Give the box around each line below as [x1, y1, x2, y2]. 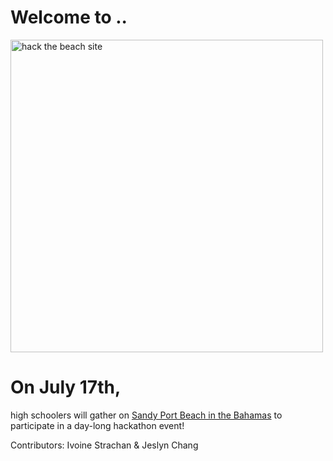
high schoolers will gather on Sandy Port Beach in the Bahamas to [10, 409, 283, 421]
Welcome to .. [10, 6, 128, 29]
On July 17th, [10, 376, 122, 399]
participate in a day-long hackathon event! [10, 419, 185, 431]
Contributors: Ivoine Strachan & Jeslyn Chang [10, 439, 199, 451]
